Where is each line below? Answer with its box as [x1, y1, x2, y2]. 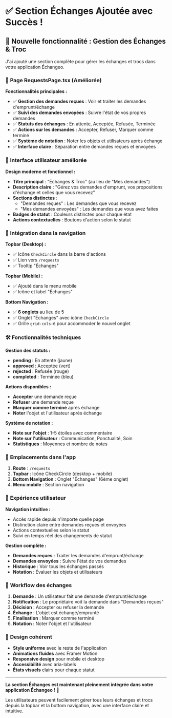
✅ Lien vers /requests [12, 257, 60, 263]
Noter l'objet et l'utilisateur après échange [12, 410, 102, 416]
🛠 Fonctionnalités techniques [5, 334, 81, 341]
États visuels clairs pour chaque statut [12, 667, 95, 673]
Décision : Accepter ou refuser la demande [12, 604, 104, 611]
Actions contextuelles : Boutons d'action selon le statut [12, 216, 132, 223]
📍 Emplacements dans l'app [5, 454, 76, 461]
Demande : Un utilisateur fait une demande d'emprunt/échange [12, 593, 147, 599]
